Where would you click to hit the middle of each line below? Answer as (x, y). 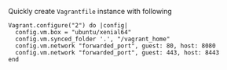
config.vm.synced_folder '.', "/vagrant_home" (93, 39)
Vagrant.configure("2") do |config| (68, 26)
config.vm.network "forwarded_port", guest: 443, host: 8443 (117, 53)
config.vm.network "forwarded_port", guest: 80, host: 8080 (115, 46)
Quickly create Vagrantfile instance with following (90, 11)
